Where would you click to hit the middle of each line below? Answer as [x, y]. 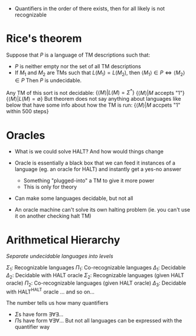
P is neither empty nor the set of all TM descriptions [78, 66]
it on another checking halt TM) [53, 216]
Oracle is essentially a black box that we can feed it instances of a [95, 163]
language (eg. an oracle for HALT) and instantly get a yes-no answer [98, 169]
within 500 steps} [27, 111]
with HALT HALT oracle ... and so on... [50, 291]
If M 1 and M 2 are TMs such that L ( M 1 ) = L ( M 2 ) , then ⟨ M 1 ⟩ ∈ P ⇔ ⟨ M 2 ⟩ [100, 73]
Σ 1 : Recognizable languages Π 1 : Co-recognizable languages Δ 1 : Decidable [96, 269]
